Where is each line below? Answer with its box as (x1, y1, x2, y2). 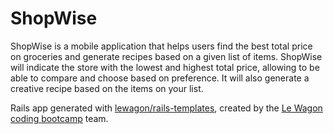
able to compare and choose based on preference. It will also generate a (10, 72, 310, 84)
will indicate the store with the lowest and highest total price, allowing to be (10, 61, 320, 73)
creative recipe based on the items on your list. (10, 82, 204, 94)
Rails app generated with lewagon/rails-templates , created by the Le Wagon (10, 102, 323, 114)
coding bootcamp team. (10, 112, 109, 124)
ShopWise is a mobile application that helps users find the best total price (10, 40, 313, 52)
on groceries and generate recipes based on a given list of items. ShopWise (10, 50, 323, 62)
